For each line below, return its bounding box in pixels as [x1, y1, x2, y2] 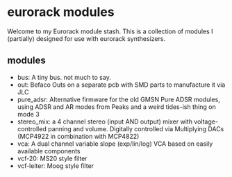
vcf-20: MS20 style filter [17, 154, 88, 162]
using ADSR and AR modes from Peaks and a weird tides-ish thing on [17, 102, 217, 111]
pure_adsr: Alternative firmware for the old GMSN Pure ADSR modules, [17, 95, 220, 103]
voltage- [194, 117, 219, 126]
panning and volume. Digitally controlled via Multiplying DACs [47, 124, 224, 133]
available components [17, 146, 81, 155]
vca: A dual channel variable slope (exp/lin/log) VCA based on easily [17, 140, 213, 148]
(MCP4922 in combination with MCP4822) [17, 132, 140, 140]
